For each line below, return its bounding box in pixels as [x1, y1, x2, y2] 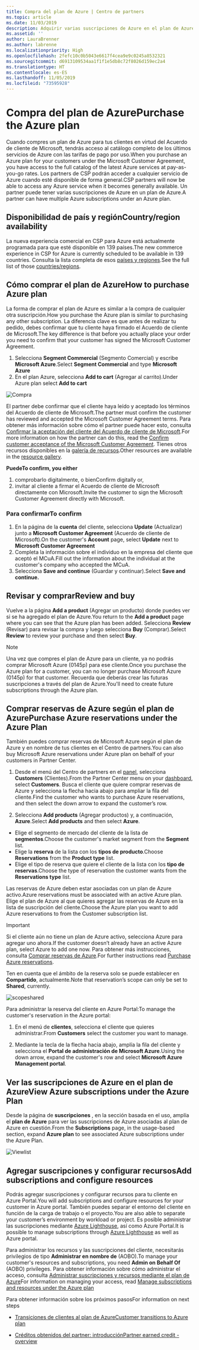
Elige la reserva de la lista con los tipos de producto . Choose [14, 848, 163, 855]
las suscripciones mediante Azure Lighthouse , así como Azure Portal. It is [6, 1222, 184, 1229]
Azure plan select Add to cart [14, 380, 87, 387]
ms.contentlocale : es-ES [6, 69, 68, 75]
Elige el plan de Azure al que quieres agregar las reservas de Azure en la [6, 897, 184, 905]
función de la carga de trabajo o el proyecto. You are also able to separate [6, 1210, 185, 1217]
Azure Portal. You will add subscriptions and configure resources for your [6, 1197, 184, 1204]
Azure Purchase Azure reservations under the [6, 713, 178, 723]
